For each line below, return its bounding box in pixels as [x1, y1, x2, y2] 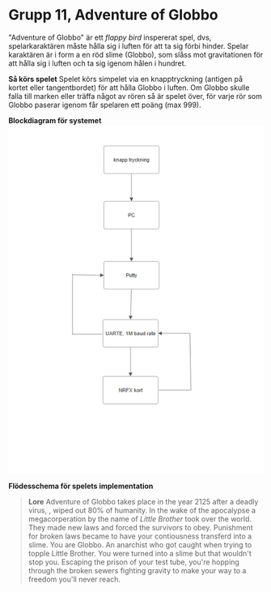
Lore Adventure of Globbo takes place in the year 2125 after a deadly [28, 496, 259, 506]
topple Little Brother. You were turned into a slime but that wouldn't [28, 548, 252, 558]
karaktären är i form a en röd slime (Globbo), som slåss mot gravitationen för [8, 49, 264, 59]
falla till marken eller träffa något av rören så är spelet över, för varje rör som [8, 91, 263, 101]
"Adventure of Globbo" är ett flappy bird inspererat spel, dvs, [8, 32, 212, 42]
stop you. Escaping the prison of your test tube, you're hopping [28, 557, 240, 567]
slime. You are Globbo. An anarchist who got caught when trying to [28, 539, 252, 549]
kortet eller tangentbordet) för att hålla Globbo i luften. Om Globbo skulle [8, 83, 250, 92]
